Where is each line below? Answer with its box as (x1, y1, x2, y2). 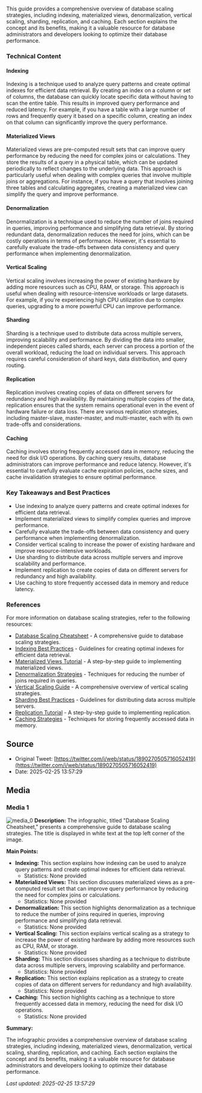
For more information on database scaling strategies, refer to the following (6, 614, 191, 621)
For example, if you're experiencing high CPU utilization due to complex (6, 296, 184, 303)
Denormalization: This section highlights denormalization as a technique (14, 904, 196, 911)
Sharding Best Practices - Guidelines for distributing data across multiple (14, 696, 196, 703)
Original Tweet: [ (14, 755, 57, 762)
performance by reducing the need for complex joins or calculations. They (6, 152, 191, 159)
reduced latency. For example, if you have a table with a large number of (6, 106, 186, 113)
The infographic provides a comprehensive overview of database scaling (6, 1036, 188, 1044)
